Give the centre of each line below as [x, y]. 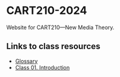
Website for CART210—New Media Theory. [60, 27]
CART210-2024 [47, 11]
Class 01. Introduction [42, 67]
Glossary [26, 61]
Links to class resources [53, 46]
